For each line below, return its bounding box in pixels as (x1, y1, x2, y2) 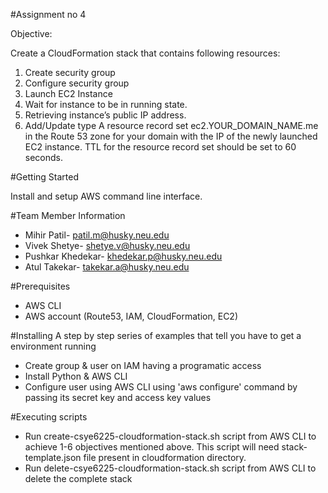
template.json (24, 452, 82, 463)
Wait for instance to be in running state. (24, 99, 188, 110)
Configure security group (24, 77, 130, 89)
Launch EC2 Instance (24, 88, 113, 99)
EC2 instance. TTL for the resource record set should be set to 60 (24, 141, 297, 153)
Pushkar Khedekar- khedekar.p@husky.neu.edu (24, 250, 223, 262)
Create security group (24, 67, 116, 78)
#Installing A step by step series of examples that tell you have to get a (10, 330, 302, 341)
